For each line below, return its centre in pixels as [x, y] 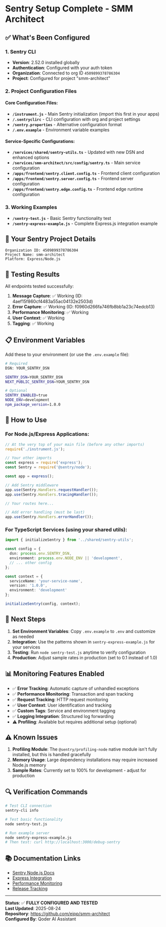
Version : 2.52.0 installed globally [46, 62]
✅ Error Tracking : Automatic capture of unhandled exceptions [76, 688]
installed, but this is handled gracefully [52, 755]
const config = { [23, 549]
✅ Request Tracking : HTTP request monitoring [60, 699]
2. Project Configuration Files [41, 91]
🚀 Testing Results [33, 274]
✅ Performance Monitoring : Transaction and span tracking [73, 694]
